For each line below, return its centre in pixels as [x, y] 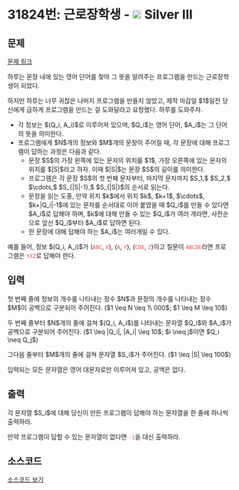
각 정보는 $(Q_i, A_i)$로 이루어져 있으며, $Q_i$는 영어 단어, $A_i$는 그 [116, 125]
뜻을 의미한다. [44, 134]
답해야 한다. [59, 256]
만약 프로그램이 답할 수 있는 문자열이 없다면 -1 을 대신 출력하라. [94, 437]
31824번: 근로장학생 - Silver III [100, 15]
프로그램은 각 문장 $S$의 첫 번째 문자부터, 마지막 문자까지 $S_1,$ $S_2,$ [129, 178]
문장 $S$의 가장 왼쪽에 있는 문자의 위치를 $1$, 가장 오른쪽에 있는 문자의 [128, 160]
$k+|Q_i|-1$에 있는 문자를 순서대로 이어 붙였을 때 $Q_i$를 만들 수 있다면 [128, 205]
